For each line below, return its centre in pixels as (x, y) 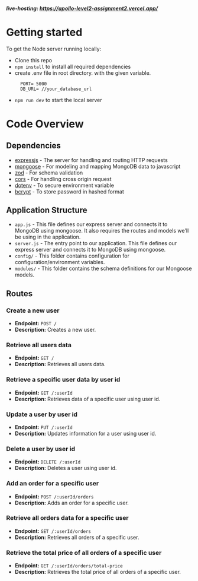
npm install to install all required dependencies (73, 66)
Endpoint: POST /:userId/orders (54, 496)
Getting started (44, 32)
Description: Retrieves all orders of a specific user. (77, 537)
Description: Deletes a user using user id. (66, 468)
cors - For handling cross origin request (63, 179)
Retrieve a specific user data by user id (63, 380)
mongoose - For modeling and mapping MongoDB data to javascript (98, 166)
